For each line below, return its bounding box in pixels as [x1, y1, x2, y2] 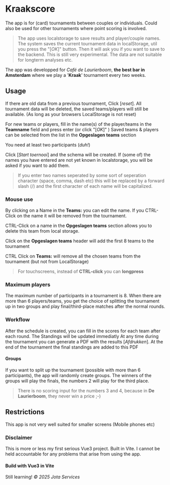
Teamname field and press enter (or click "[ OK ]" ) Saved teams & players [5, 126, 159, 132]
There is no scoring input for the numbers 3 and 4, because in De [17, 387, 155, 393]
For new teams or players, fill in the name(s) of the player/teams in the [5, 121, 152, 127]
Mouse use [5, 195, 33, 203]
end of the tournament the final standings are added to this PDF [5, 344, 139, 350]
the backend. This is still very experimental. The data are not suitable [17, 51, 162, 58]
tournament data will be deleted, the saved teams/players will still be [5, 105, 149, 112]
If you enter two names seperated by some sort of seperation [17, 172, 146, 178]
